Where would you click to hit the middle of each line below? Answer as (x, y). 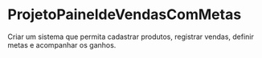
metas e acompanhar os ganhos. (62, 44)
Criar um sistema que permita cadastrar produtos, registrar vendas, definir (131, 37)
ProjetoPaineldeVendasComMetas (125, 15)
